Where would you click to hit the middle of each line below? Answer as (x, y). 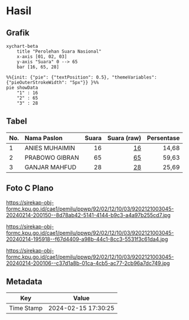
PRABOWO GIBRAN (52, 157)
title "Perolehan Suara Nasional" (59, 51)
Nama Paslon (44, 138)
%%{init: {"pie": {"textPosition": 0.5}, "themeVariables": (82, 77)
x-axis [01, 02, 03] (42, 57)
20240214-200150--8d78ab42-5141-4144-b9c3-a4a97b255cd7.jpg (89, 215)
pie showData (22, 88)
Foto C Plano (30, 188)
